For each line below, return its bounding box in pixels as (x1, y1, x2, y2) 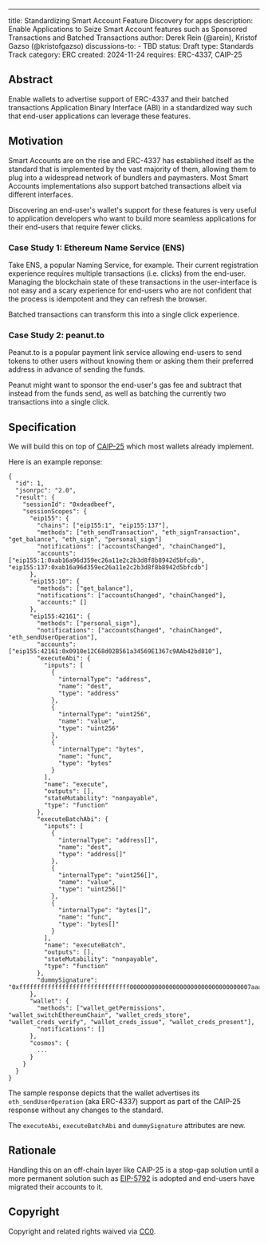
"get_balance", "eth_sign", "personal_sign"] (8, 536, 162, 544)
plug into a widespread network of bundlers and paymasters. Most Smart (8, 173, 249, 182)
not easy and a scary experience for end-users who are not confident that (8, 285, 252, 295)
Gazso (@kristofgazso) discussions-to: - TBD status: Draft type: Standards (8, 42, 254, 50)
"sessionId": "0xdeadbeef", (22, 500, 116, 508)
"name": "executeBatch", (43, 941, 127, 950)
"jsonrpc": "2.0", (15, 487, 77, 495)
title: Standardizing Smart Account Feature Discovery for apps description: (8, 16, 254, 25)
